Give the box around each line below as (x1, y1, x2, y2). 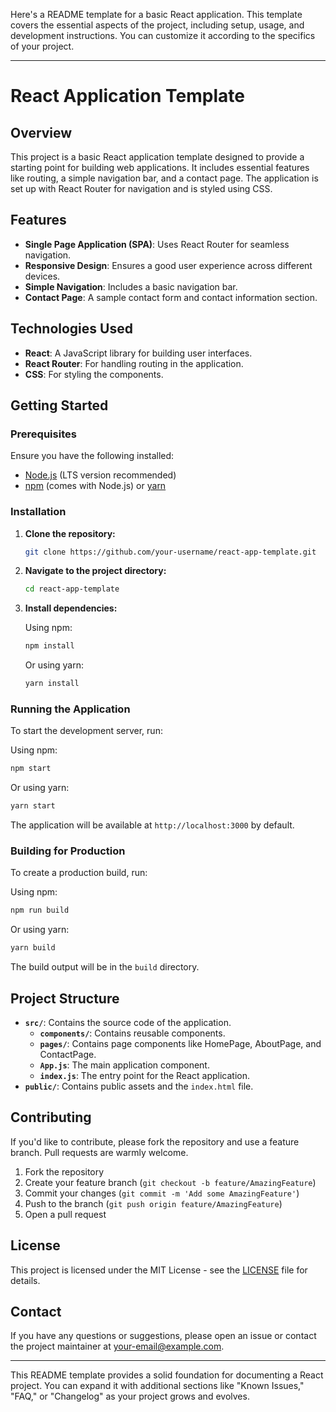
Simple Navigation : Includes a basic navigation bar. (24, 280, 238, 293)
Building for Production (10, 844, 126, 858)
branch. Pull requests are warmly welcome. (10, 1146, 189, 1158)
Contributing (10, 1109, 92, 1126)
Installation (10, 505, 67, 519)
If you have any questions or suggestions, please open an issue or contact (10, 1330, 317, 1342)
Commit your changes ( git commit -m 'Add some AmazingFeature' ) (24, 1187, 300, 1199)
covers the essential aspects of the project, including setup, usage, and (10, 19, 305, 31)
